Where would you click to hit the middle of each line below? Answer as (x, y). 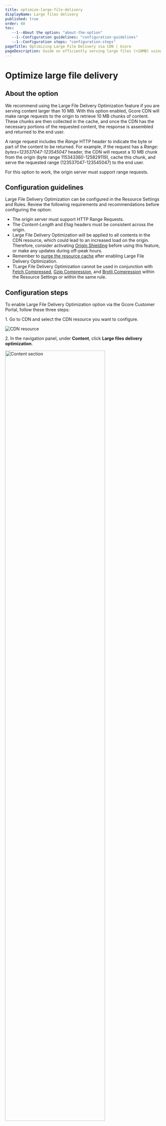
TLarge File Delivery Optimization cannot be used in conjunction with (83, 267)
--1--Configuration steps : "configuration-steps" (64, 42)
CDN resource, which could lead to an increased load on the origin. (81, 241)
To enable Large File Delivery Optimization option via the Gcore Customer (80, 305)
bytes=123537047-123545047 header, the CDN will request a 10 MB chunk (82, 152)
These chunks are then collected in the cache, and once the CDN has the (80, 121)
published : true (22, 19)
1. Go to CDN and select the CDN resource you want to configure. (72, 320)
